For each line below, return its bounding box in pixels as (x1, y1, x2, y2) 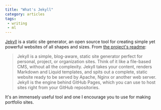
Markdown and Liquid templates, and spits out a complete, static (17, 69, 148, 75)
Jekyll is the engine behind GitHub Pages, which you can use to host (17, 79, 156, 86)
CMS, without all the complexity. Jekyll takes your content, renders (17, 64, 152, 70)
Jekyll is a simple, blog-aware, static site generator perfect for (17, 53, 143, 59)
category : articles (5, 12, 45, 17)
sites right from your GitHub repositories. (17, 85, 100, 90)
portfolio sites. (5, 99, 34, 105)
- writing (7, 21, 27, 26)
